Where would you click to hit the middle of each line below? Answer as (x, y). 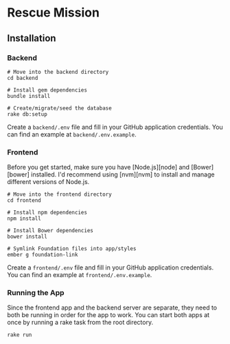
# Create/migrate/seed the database (59, 108)
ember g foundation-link (43, 255)
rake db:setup (27, 114)
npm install (24, 219)
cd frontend (24, 201)
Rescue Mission (53, 13)
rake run (20, 335)
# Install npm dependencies (47, 213)
